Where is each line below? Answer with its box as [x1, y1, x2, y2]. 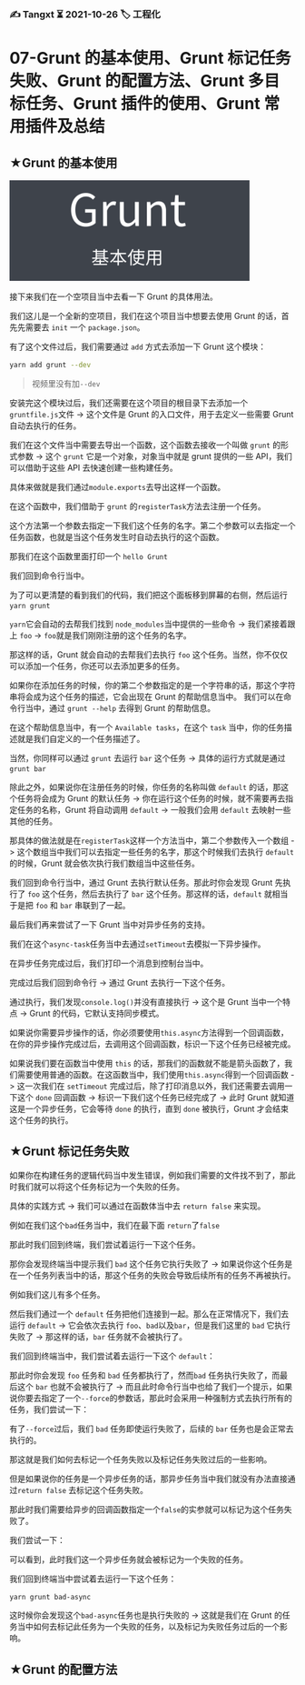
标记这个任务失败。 [75, 1484, 148, 1495]
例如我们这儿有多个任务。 [9, 1289, 105, 1299]
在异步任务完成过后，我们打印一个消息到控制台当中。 [9, 958, 209, 968]
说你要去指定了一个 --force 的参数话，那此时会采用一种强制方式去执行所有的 [9, 1392, 293, 1403]
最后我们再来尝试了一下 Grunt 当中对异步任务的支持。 [9, 918, 211, 929]
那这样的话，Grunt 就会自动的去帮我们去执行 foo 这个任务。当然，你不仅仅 [9, 648, 289, 660]
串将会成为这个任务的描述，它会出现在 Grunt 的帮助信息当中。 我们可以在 [9, 691, 284, 702]
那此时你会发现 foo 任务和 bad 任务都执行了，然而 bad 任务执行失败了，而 [9, 1369, 280, 1380]
